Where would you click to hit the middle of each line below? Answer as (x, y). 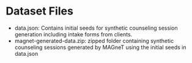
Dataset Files (40, 11)
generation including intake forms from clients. (73, 34)
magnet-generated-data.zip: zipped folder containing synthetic (94, 41)
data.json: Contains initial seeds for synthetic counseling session (96, 28)
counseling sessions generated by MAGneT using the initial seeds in (101, 47)
